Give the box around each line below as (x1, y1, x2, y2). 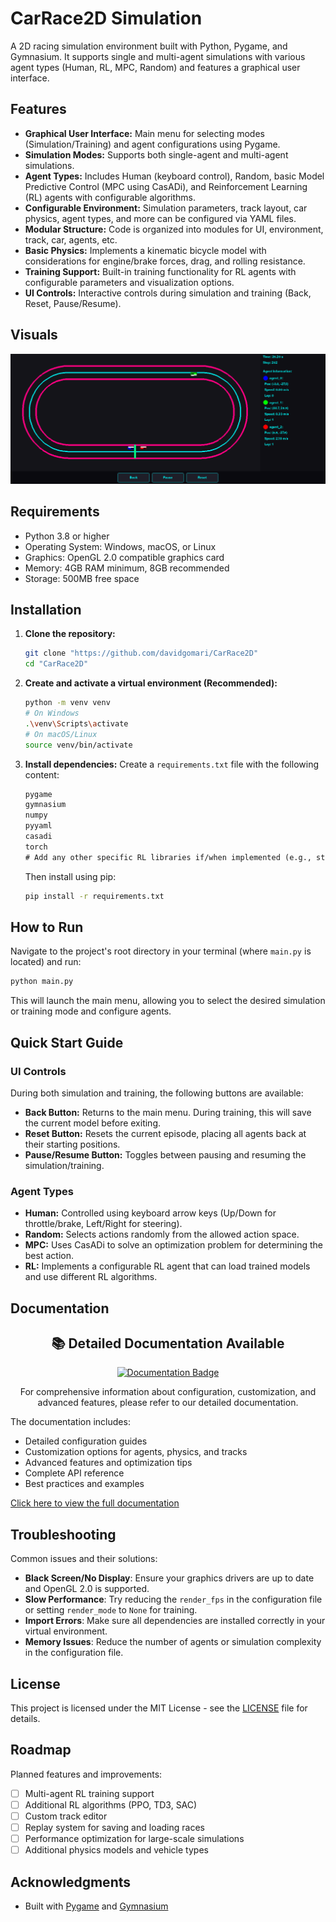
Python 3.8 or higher (24, 530, 110, 542)
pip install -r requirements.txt (24, 891, 165, 901)
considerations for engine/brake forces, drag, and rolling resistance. (24, 255, 306, 267)
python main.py (10, 977, 74, 987)
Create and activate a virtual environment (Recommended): (24, 677, 278, 689)
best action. (24, 1250, 74, 1262)
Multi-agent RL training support (24, 1787, 155, 1799)
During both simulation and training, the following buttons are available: (10, 1087, 304, 1099)
